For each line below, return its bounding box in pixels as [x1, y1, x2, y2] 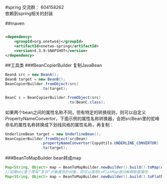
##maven [5, 20, 25, 26]
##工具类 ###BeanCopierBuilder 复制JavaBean [5, 62, 102, 68]
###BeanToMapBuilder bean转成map [5, 155, 82, 161]
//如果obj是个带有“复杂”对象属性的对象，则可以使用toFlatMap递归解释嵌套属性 [5, 170, 148, 175]
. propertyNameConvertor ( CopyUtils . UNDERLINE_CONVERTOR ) [40, 141, 159, 146]
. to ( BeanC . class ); [67, 100, 106, 105]
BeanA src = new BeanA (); [5, 72, 59, 77]
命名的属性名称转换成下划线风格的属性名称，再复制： [5, 122, 114, 127]
